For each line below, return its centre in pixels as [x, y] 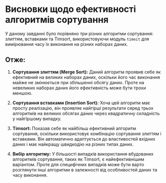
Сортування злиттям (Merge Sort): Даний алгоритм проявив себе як [86, 72]
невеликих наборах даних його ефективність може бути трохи [79, 88]
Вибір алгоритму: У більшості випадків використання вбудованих [83, 154]
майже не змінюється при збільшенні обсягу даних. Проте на [78, 82]
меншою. [22, 93]
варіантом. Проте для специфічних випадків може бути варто [78, 164]
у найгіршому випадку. [37, 119]
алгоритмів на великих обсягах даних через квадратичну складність [86, 113]
